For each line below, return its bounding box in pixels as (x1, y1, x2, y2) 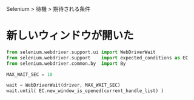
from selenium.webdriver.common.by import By (6, 60, 126, 67)
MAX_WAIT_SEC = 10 (6, 72, 53, 78)
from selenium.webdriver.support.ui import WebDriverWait (6, 49, 156, 55)
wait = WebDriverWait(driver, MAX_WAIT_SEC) (6, 82, 121, 88)
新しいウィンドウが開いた (6, 29, 135, 42)
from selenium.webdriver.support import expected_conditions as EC (6, 55, 189, 61)
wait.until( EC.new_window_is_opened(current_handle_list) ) (6, 88, 164, 94)
